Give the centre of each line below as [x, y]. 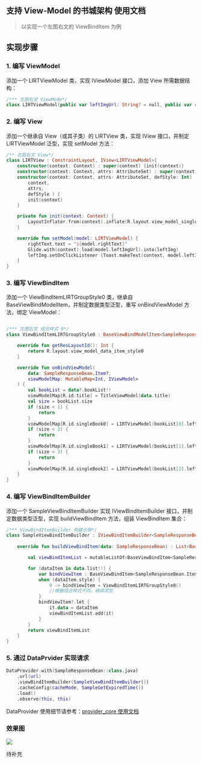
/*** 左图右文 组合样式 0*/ [38, 329]
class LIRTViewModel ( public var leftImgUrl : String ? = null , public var [99, 105]
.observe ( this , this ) [44, 699]
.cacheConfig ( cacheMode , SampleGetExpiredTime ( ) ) [81, 688]
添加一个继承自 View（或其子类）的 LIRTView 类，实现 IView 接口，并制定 [98, 136]
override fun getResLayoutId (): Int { [66, 346]
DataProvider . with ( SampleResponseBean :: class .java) [72, 671]
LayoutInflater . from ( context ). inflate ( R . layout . [90, 222]
